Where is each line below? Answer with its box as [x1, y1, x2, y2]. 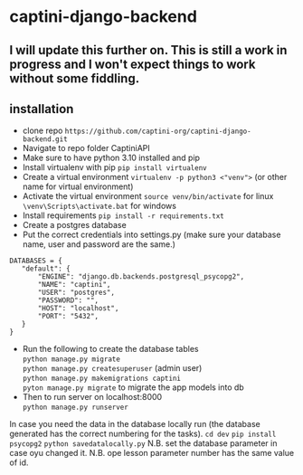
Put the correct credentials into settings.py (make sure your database [22, 229, 281, 241]
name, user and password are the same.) [22, 239, 176, 250]
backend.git [22, 135, 68, 144]
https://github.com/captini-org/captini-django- [64, 127, 251, 137]
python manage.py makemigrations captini [22, 374, 181, 384]
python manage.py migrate [22, 355, 120, 364]
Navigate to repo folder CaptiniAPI [22, 143, 151, 154]
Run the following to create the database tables [22, 344, 199, 355]
